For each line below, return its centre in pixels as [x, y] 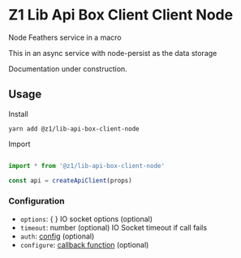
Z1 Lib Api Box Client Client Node [121, 15]
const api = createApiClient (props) [70, 180]
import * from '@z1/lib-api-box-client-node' [86, 166]
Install [18, 114]
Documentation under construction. [68, 69]
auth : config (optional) [57, 236]
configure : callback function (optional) [84, 244]
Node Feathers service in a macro [65, 37]
